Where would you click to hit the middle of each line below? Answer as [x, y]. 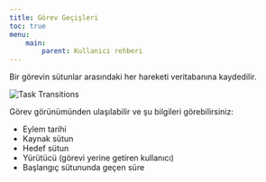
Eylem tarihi [44, 129]
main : [36, 43]
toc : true [28, 26]
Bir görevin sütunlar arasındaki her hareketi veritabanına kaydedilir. [133, 77]
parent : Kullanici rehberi [92, 51]
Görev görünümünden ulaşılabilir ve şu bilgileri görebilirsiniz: [122, 112]
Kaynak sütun [48, 139]
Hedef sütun [46, 149]
